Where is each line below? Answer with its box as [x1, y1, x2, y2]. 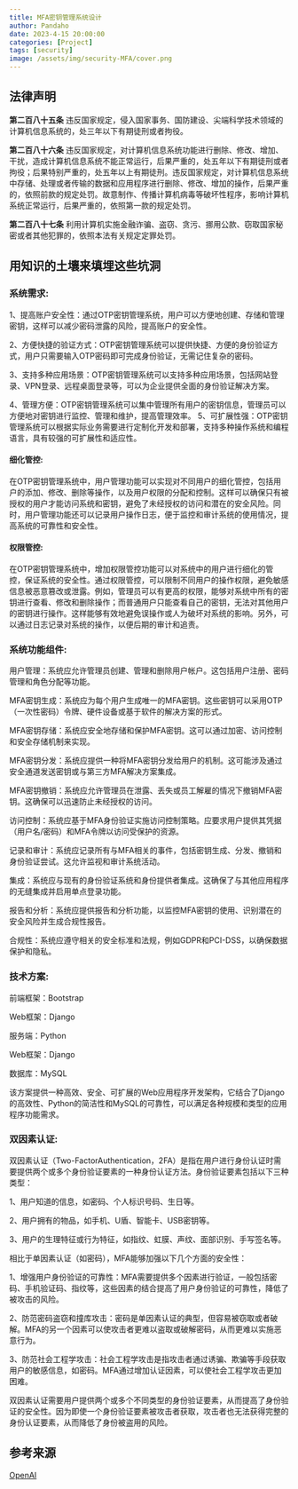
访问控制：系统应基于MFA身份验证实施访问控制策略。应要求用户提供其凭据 [9, 815, 282, 826]
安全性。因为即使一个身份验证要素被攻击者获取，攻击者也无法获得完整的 [24, 1406, 289, 1416]
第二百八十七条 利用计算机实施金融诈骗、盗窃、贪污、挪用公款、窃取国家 [9, 218, 276, 229]
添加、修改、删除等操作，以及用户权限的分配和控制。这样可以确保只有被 [24, 487, 289, 497]
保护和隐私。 [9, 946, 56, 957]
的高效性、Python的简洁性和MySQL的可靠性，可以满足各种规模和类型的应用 [9, 1097, 287, 1108]
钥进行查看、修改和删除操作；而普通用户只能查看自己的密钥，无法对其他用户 [9, 597, 289, 607]
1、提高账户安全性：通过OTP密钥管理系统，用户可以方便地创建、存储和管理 [9, 309, 285, 320]
